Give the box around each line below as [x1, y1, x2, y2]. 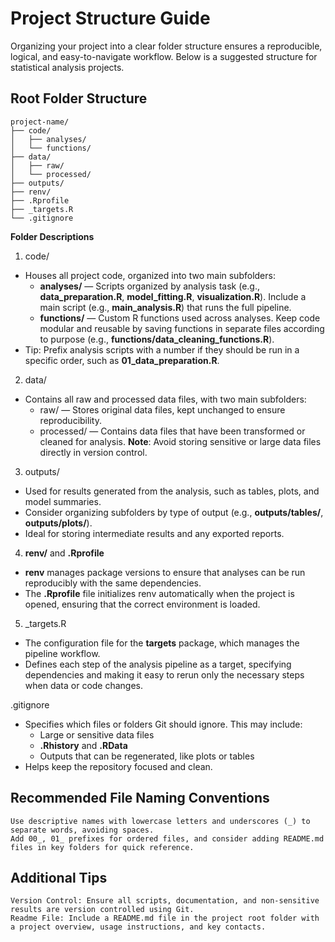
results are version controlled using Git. [10, 905, 195, 915]
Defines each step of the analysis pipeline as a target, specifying [24, 658, 292, 670]
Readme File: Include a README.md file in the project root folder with [10, 913, 320, 924]
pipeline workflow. [24, 647, 101, 659]
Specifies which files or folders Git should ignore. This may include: [24, 718, 303, 730]
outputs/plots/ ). [24, 517, 93, 529]
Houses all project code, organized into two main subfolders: [24, 269, 276, 281]
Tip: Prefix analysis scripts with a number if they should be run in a [24, 343, 300, 356]
